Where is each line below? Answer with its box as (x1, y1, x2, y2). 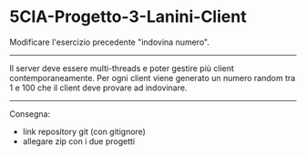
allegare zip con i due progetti (22, 135, 136, 147)
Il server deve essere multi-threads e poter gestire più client (9, 62, 235, 74)
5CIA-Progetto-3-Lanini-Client (9, 6, 248, 27)
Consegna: (9, 108, 51, 120)
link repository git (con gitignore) (22, 126, 146, 137)
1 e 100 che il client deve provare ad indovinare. (9, 82, 188, 93)
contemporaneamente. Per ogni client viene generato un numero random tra (9, 72, 296, 83)
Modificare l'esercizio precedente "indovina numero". (9, 36, 209, 47)
